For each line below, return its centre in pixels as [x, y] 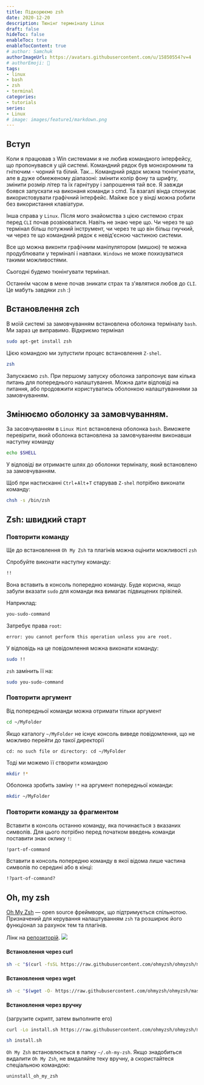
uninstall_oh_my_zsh [32, 1076]
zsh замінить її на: [30, 671]
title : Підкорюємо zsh [35, 12]
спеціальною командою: [38, 1065]
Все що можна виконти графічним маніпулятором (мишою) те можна [97, 247]
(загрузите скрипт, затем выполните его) [59, 1018]
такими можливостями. [37, 260]
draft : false [23, 29]
